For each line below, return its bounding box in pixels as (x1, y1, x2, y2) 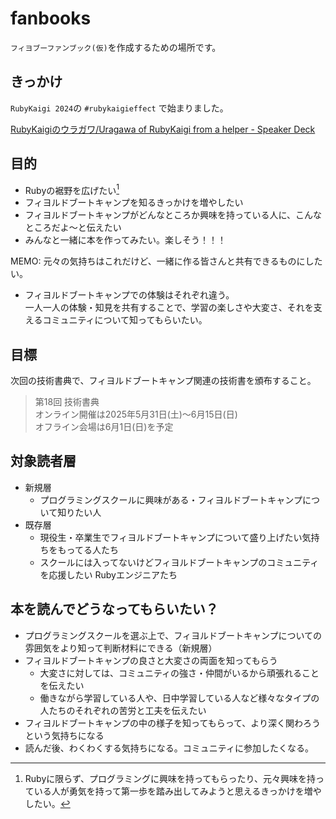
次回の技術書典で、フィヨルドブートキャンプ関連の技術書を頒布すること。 (10, 375, 317, 387)
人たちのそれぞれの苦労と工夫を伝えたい (39, 704, 207, 716)
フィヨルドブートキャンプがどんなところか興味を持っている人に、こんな (24, 209, 322, 221)
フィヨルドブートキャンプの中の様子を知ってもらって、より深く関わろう (24, 717, 322, 729)
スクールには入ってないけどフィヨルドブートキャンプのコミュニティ (39, 556, 320, 568)
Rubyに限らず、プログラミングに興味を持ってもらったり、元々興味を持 (24, 772, 317, 784)
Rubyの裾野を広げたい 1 (24, 182, 120, 196)
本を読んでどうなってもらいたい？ (10, 601, 219, 618)
